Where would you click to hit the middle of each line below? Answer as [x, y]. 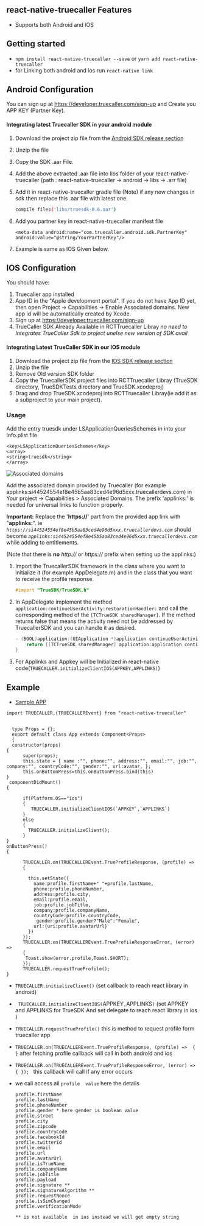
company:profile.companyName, [72, 911]
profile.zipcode [36, 1127]
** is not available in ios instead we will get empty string [97, 1217]
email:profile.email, [61, 900]
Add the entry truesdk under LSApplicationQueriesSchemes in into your [96, 428]
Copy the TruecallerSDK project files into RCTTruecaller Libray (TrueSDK [106, 380]
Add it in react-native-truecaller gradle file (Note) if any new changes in [105, 192]
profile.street [34, 1116]
